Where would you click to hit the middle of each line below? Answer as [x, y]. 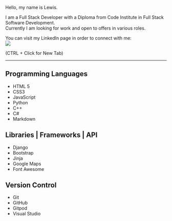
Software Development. [30, 23]
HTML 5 [21, 86]
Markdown [24, 119]
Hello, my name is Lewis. [31, 7]
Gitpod [20, 208]
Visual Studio [27, 214]
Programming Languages [47, 74]
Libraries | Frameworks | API [51, 135]
